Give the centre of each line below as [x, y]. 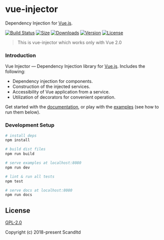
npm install [17, 140]
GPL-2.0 [14, 222]
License [18, 210]
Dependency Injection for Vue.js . [39, 23]
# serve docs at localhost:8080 [39, 190]
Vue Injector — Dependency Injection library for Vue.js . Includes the [75, 66]
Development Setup [30, 125]
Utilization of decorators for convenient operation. [64, 97]
